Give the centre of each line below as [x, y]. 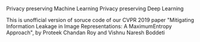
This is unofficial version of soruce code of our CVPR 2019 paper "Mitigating [100, 20]
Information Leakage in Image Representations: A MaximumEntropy [89, 26]
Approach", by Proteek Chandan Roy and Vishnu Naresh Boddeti [86, 33]
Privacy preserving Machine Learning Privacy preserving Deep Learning [95, 9]
